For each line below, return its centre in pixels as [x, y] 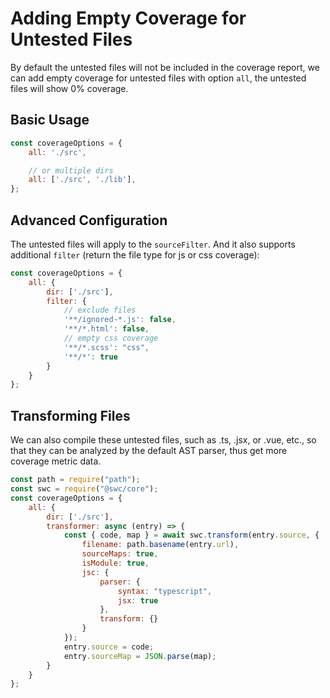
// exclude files [100, 310]
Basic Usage [50, 120]
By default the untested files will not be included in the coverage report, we [165, 67]
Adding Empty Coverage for [128, 18]
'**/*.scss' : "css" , [106, 347]
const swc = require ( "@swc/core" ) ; [84, 489]
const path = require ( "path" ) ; [75, 480]
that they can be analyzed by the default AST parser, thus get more [149, 451]
